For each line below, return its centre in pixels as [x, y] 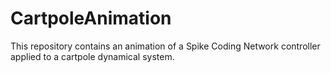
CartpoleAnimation [91, 18]
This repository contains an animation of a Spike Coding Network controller [165, 46]
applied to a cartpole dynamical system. [92, 56]
